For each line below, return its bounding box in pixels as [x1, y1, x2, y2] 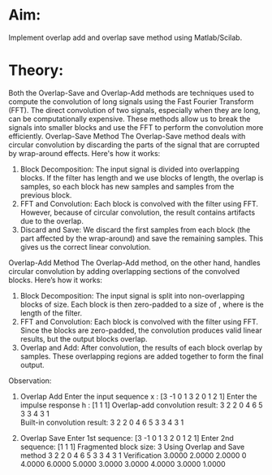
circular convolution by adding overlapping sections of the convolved [8, 266, 240, 276]
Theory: [8, 61, 64, 80]
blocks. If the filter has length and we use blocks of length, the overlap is [19, 172, 264, 182]
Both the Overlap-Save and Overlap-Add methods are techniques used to [8, 88, 254, 98]
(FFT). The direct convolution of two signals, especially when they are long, [8, 105, 261, 115]
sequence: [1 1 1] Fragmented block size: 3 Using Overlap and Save [19, 442, 245, 451]
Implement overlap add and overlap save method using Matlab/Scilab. [8, 33, 243, 42]
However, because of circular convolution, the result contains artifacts [19, 207, 256, 217]
